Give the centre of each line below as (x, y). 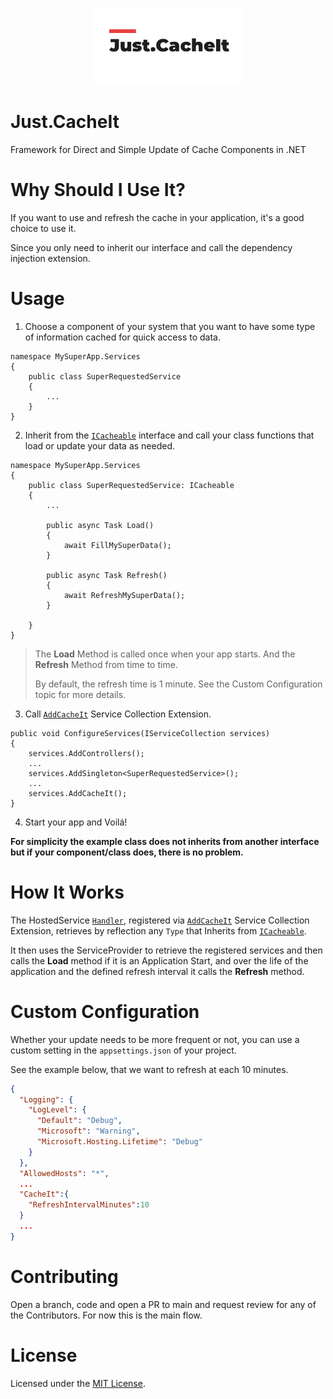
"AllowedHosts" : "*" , (64, 1173)
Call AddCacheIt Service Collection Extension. (118, 714)
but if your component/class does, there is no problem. (127, 852)
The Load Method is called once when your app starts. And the (165, 654)
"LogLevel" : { (57, 1110)
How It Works (67, 892)
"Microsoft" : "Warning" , (88, 1131)
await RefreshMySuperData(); (124, 595)
